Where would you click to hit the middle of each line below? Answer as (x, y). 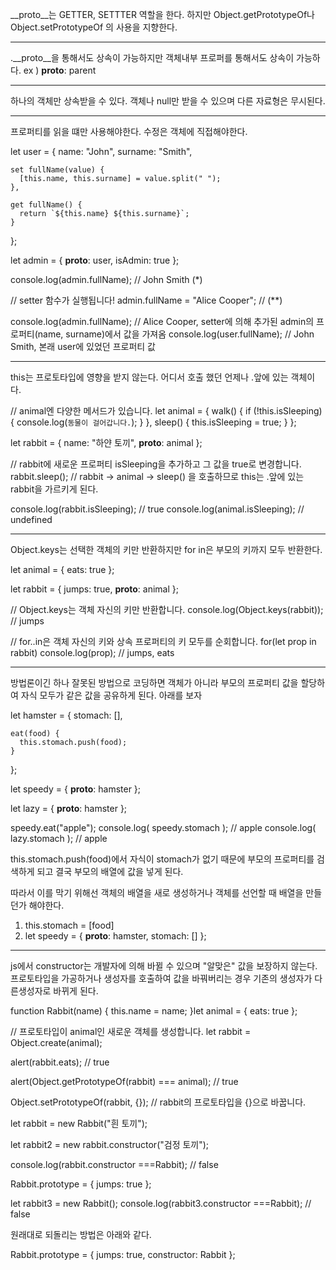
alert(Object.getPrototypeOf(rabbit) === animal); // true (124, 1081)
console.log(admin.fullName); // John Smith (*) (106, 279)
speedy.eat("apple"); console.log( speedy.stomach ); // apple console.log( (163, 827)
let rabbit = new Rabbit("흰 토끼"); (79, 1123)
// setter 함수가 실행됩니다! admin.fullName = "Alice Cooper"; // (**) (146, 300)
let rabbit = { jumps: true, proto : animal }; (94, 589)
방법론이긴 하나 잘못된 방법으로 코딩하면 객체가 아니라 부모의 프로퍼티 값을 (154, 682)
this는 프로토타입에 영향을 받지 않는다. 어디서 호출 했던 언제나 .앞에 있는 (149, 377)
